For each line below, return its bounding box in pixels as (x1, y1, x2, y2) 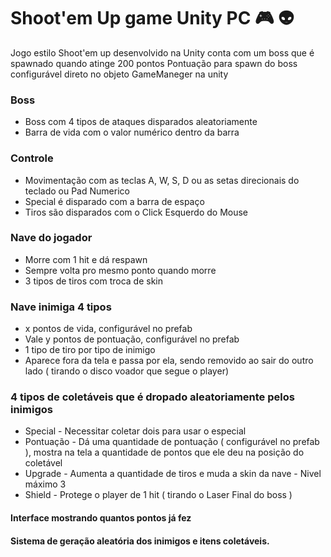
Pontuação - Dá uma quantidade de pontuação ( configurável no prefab (24, 436, 320, 448)
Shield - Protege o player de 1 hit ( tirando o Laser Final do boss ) (24, 489, 293, 501)
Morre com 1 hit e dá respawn (24, 253, 148, 265)
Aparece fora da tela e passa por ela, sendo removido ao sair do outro (24, 355, 314, 367)
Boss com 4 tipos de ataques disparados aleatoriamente (24, 116, 258, 128)
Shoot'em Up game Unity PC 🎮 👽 (10, 7, 295, 30)
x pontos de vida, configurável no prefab (24, 323, 193, 335)
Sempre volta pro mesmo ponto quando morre (24, 264, 217, 276)
